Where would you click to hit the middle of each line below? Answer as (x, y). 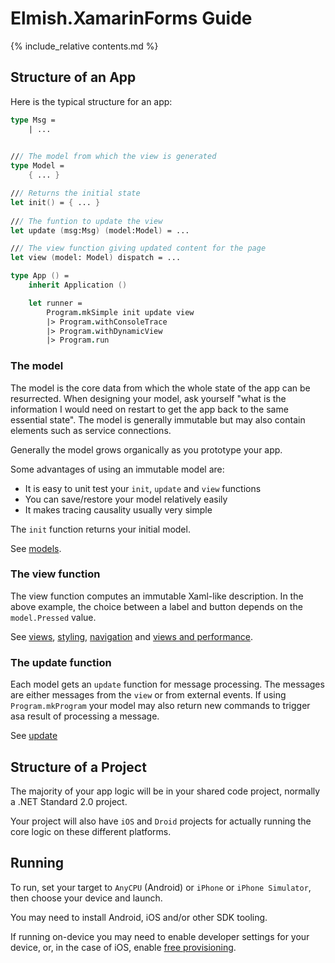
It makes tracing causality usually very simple (118, 509)
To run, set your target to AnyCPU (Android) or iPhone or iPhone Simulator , (161, 887)
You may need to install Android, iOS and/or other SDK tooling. (139, 917)
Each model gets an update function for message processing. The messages (167, 684)
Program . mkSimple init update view (120, 312)
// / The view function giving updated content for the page (138, 248)
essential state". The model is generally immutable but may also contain (158, 419)
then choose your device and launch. (86, 898)
